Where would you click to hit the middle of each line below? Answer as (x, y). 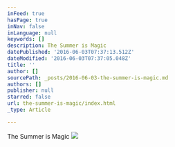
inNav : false (26, 26)
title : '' (21, 65)
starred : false (29, 97)
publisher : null (30, 90)
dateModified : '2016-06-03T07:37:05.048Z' (69, 59)
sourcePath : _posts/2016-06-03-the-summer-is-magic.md (88, 78)
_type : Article (29, 110)
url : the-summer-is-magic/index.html (62, 104)
